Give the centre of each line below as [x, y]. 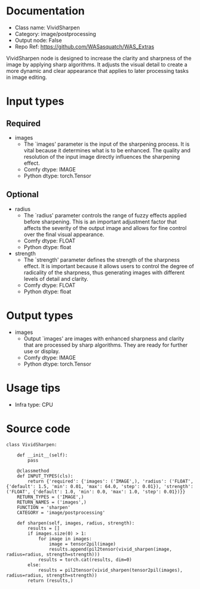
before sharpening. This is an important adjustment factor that [100, 222]
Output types [40, 315]
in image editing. [27, 77]
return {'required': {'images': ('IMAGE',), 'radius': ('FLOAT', [111, 481]
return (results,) [50, 581]
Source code [38, 429]
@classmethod [33, 471]
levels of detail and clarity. [56, 278]
